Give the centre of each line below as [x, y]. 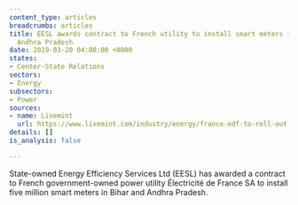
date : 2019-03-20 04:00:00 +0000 [71, 50]
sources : [25, 108]
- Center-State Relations [57, 67]
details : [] [31, 133]
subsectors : [31, 91]
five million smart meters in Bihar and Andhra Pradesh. [109, 192]
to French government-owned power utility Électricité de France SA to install [149, 183]
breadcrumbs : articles [51, 26]
